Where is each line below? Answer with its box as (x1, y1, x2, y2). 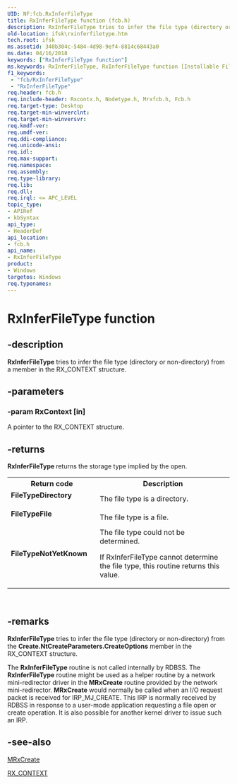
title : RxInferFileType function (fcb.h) (7, 17, 131, 24)
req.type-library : (7, 175, 61, 182)
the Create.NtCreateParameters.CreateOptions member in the (7, 642, 193, 650)
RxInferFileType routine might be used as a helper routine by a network (7, 670, 216, 679)
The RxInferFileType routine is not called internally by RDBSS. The (7, 663, 201, 671)
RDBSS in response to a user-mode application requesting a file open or (7, 701, 217, 709)
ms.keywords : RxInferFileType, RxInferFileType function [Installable (7, 63, 219, 70)
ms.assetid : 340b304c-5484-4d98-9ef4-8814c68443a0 (7, 43, 159, 50)
